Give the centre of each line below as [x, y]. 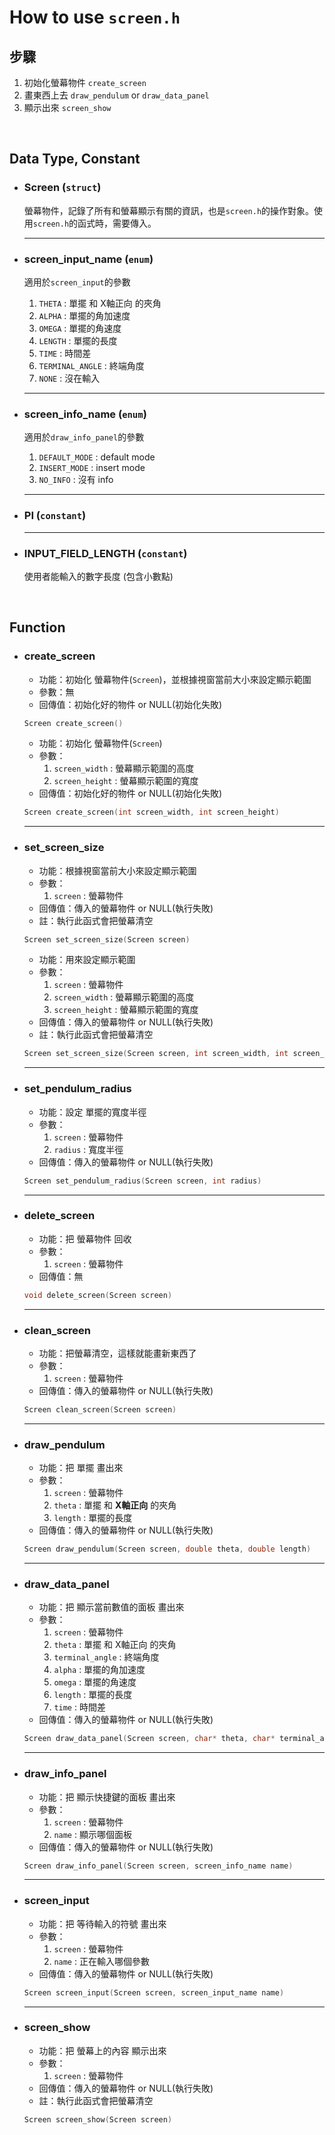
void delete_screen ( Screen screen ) [98, 1295]
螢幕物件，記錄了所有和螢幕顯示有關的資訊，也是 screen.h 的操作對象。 [169, 210]
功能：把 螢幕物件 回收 [85, 1238]
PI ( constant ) [55, 516]
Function [37, 627]
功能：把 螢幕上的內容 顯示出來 [102, 2050]
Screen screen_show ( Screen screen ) [98, 2119]
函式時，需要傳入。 [117, 223]
